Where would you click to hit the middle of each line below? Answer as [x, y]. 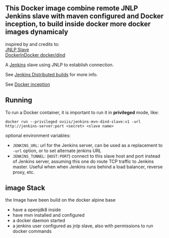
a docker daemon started [39, 221]
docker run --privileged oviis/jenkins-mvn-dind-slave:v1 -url [73, 122]
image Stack [25, 188]
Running [19, 100]
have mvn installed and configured [48, 215]
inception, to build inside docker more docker [78, 24]
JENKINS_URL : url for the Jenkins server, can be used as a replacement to [88, 145]
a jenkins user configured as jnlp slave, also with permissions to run [83, 226]
